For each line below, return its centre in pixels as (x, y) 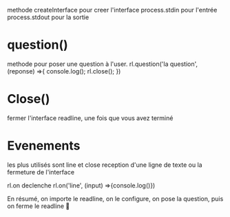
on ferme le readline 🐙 (39, 206)
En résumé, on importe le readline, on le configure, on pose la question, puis (115, 198)
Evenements (44, 146)
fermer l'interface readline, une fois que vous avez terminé (90, 118)
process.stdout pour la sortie (48, 17)
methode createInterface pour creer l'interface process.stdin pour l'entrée (112, 10)
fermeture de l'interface (41, 172)
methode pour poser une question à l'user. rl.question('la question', (103, 64)
